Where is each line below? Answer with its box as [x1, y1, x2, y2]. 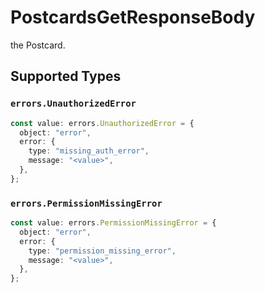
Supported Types [10, 68, 122, 85]
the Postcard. [10, 39, 66, 51]
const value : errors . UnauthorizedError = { [10, 118, 195, 128]
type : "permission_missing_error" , [28, 246, 177, 256]
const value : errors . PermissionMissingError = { [10, 218, 217, 228]
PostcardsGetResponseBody [10, 6, 256, 29]
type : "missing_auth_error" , [28, 146, 150, 156]
